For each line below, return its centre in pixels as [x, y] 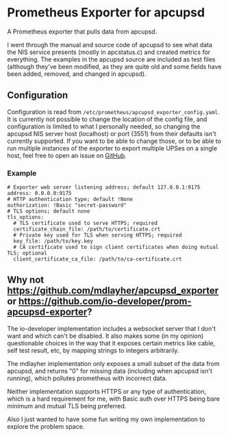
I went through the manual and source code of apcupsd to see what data [110, 44]
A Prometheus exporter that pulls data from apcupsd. [82, 31]
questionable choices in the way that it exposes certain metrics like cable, [111, 343]
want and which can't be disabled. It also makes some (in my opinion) [105, 336]
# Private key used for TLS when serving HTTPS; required [98, 235]
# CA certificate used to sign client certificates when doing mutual [116, 248]
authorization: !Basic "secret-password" [67, 206]
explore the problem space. [46, 426]
